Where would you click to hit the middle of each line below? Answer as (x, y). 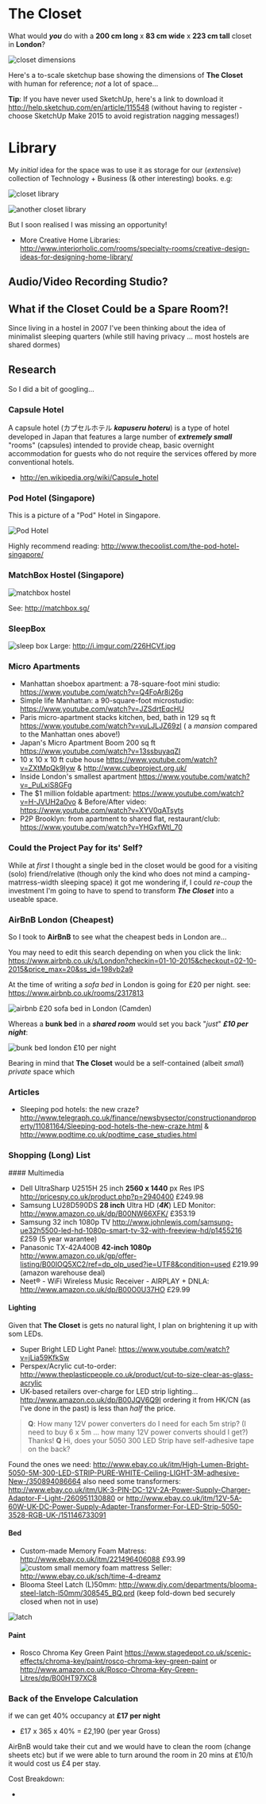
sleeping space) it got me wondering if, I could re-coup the (156, 882)
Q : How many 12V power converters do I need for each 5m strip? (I (137, 1423)
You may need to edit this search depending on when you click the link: (125, 952)
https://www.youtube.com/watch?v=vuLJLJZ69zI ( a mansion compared (139, 726)
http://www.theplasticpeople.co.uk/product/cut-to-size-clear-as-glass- (137, 1374)
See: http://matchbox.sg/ (49, 608)
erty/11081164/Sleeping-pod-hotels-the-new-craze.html (111, 1126)
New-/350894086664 (45, 1481)
